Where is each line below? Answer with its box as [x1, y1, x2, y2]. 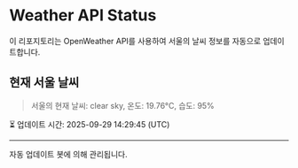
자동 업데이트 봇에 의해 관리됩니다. [9, 149, 128, 159]
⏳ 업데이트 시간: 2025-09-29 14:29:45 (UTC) [9, 118, 170, 129]
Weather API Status [9, 5, 157, 26]
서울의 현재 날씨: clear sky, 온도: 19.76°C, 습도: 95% [30, 100, 215, 111]
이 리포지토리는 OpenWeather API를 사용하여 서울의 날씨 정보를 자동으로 [9, 35, 262, 46]
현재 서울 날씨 [9, 75, 80, 90]
